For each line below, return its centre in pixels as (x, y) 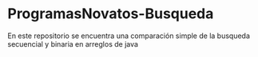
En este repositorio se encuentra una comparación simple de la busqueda (129, 36)
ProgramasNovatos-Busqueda (111, 14)
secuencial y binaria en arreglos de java (73, 44)
